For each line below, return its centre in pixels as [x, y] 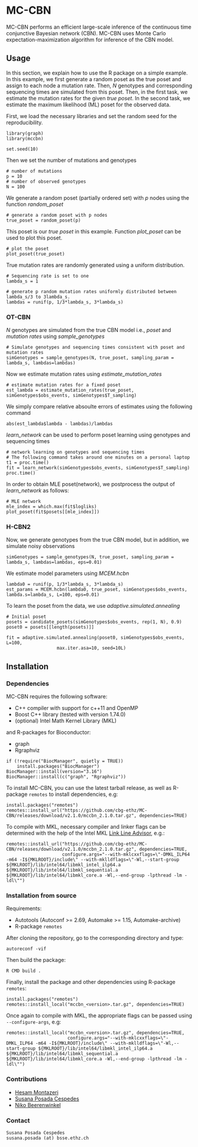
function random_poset [35, 204]
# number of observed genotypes [46, 182]
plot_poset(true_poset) [36, 254]
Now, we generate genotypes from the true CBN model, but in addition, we [98, 540]
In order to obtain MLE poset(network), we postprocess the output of [91, 484]
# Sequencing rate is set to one [48, 276]
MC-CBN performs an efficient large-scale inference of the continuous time [99, 27]
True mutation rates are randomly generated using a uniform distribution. [95, 265]
